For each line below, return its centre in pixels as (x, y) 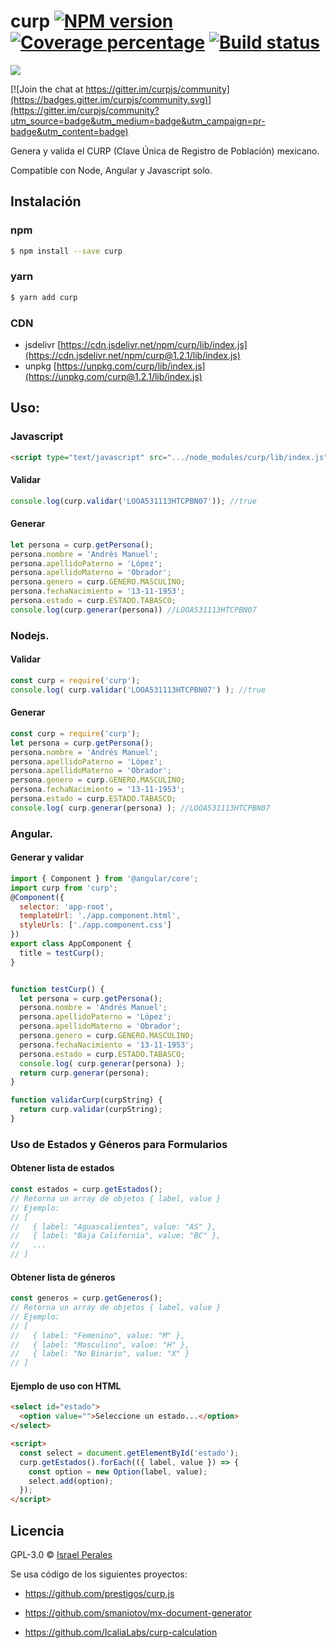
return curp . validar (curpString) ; (91, 1110)
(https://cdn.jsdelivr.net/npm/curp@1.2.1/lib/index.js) (132, 355)
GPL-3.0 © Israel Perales (61, 1554)
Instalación (46, 201)
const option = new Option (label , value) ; (118, 1471)
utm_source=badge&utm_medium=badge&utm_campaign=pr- (138, 121)
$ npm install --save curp (66, 251)
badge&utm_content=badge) (69, 131)
